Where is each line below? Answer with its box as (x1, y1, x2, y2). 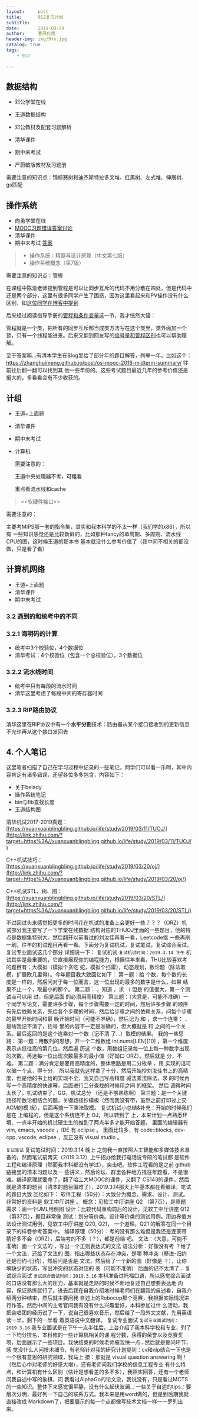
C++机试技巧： (6, 856, 43, 863)
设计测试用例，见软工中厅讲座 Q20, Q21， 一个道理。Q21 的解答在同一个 (11, 1220, 187, 1227)
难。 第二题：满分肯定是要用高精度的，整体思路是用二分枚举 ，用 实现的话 (6, 1060, 186, 1067)
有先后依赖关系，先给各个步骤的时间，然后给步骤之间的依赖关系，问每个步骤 (6, 1008, 192, 1015)
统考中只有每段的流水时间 (14, 682, 77, 690)
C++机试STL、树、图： (6, 888, 63, 895)
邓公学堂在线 (14, 98, 46, 105)
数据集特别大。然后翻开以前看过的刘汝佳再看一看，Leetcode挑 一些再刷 (16, 934, 190, 941)
